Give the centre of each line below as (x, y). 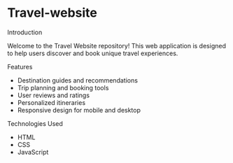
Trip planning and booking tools (63, 87)
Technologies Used (35, 123)
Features (20, 66)
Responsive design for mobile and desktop (79, 110)
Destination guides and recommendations (78, 80)
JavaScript (33, 152)
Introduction (25, 32)
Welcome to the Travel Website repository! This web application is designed (116, 45)
